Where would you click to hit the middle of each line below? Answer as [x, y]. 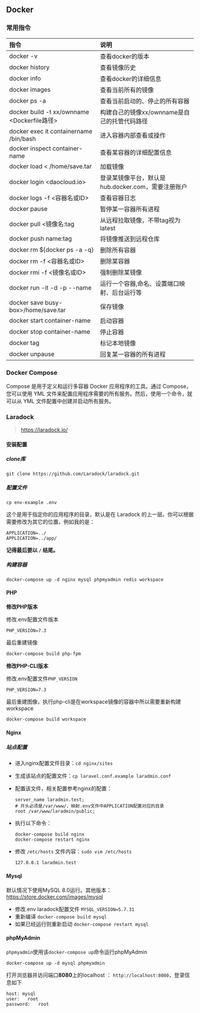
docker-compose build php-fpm [44, 654]
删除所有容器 [118, 250]
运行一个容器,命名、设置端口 [140, 284]
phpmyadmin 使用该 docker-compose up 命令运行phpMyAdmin [77, 952]
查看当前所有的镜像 [127, 90]
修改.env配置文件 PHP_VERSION [42, 678]
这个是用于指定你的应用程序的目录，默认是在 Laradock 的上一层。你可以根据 [100, 514]
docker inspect [30, 148]
